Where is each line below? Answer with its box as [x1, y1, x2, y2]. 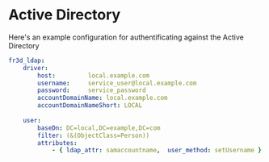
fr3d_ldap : [8, 56, 45, 64]
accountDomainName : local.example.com [37, 94, 168, 102]
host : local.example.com [37, 71, 150, 80]
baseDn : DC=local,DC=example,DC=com [37, 123, 161, 132]
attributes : [37, 139, 78, 147]
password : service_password [37, 86, 147, 94]
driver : [23, 64, 48, 72]
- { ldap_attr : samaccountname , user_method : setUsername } [51, 147, 263, 155]
